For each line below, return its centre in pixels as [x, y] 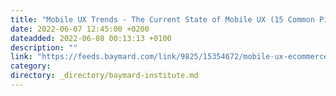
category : [31, 66]
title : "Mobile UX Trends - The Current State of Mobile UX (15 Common [162, 19]
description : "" [44, 47]
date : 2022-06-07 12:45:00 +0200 [80, 29]
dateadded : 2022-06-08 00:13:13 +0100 [91, 38]
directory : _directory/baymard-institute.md [104, 76]
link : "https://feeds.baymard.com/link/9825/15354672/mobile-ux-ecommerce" [171, 57]
